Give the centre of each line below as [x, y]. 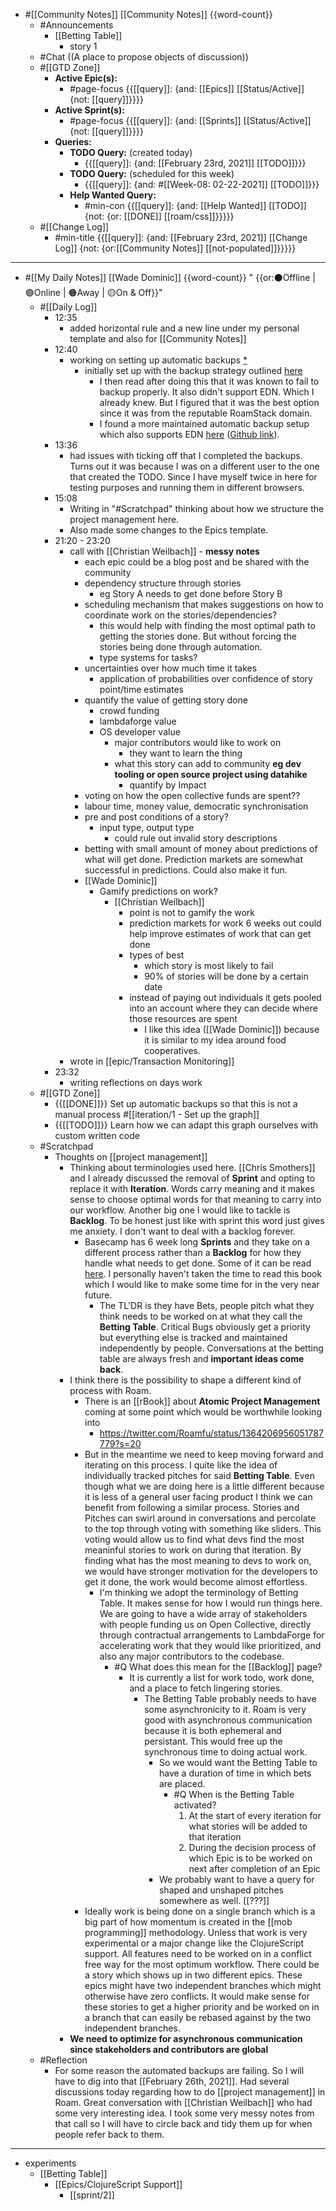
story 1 [83, 46]
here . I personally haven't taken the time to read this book [203, 1273]
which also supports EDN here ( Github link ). [189, 434]
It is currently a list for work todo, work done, [222, 1677]
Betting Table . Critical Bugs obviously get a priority [205, 1327]
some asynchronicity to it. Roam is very [225, 1709]
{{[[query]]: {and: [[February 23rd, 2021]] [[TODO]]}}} [195, 163]
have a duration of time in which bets [235, 1773]
